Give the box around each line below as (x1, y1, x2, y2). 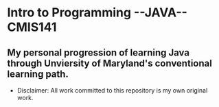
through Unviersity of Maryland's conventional (7, 57, 213, 69)
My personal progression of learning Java (7, 47, 190, 58)
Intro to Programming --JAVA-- (7, 5, 187, 21)
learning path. (7, 68, 69, 80)
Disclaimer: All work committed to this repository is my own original (16, 86, 208, 94)
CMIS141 (7, 19, 57, 35)
